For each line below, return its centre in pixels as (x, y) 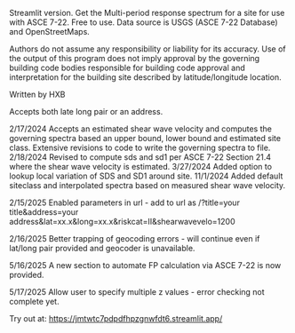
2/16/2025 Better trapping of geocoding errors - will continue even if (135, 238)
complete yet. (34, 301)
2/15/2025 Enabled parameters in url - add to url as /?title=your (124, 202)
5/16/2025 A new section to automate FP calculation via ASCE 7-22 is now (145, 265)
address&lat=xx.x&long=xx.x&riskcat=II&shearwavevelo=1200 (122, 222)
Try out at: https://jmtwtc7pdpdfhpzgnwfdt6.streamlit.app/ (116, 318)
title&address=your (44, 212)
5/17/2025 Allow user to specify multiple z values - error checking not (137, 292)
